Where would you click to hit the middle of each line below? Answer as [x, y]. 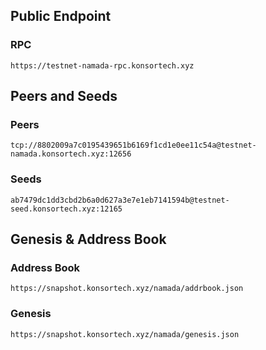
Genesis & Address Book [88, 239]
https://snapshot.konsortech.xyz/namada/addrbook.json [127, 289]
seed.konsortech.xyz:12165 [66, 209]
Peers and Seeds [64, 96]
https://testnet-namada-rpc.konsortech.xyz [102, 65]
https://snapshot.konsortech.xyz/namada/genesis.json [125, 334]
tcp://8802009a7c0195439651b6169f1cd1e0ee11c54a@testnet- [133, 145]
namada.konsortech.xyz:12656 [71, 154]
